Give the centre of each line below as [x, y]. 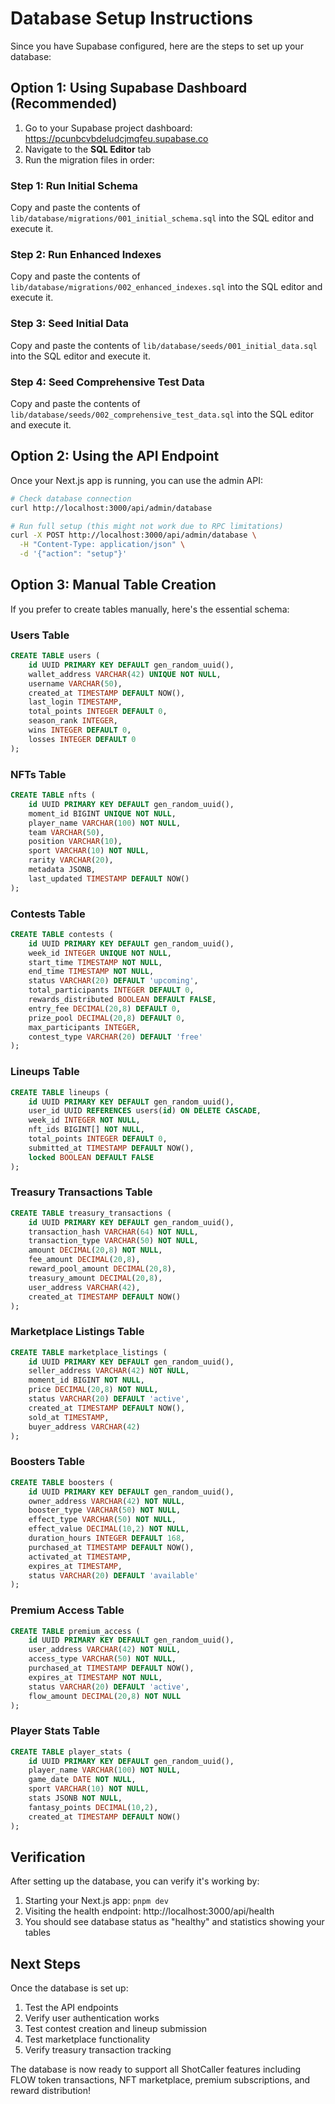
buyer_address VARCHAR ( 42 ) [84, 1427]
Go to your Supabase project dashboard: [108, 128]
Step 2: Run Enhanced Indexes [86, 254]
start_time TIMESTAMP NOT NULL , [95, 962]
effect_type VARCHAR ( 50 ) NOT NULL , [102, 1520]
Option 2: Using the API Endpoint [115, 456]
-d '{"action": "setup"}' [73, 554]
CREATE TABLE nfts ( [53, 795]
